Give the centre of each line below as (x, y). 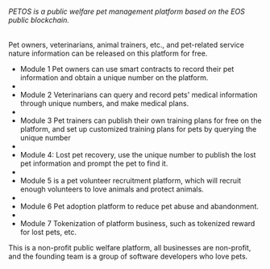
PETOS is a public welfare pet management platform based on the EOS (127, 11)
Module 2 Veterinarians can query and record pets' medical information (139, 95)
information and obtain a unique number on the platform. (114, 78)
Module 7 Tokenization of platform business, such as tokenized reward (137, 224)
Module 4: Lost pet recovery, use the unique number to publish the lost (138, 155)
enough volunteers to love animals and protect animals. (112, 189)
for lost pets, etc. (48, 232)
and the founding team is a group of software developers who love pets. (128, 256)
